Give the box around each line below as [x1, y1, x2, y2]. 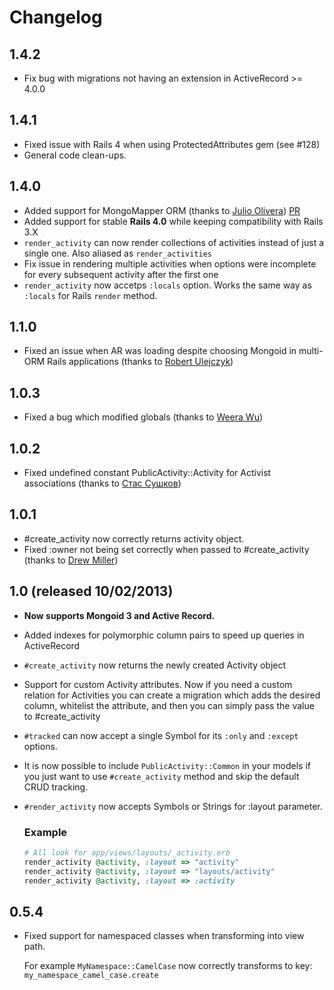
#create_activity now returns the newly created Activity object [23, 659, 287, 671]
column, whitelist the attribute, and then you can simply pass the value [23, 699, 315, 711]
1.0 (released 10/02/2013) [9, 583, 174, 600]
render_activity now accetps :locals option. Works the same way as [23, 279, 312, 291]
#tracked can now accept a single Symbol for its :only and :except [23, 729, 299, 741]
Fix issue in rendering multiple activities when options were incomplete [23, 257, 317, 270]
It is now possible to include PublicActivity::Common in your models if [23, 759, 311, 771]
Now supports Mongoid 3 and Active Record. [23, 609, 216, 621]
